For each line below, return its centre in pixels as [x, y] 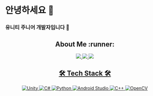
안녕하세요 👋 [30, 10]
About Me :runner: [85, 44]
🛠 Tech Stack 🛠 [85, 74]
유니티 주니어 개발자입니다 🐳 [37, 27]
